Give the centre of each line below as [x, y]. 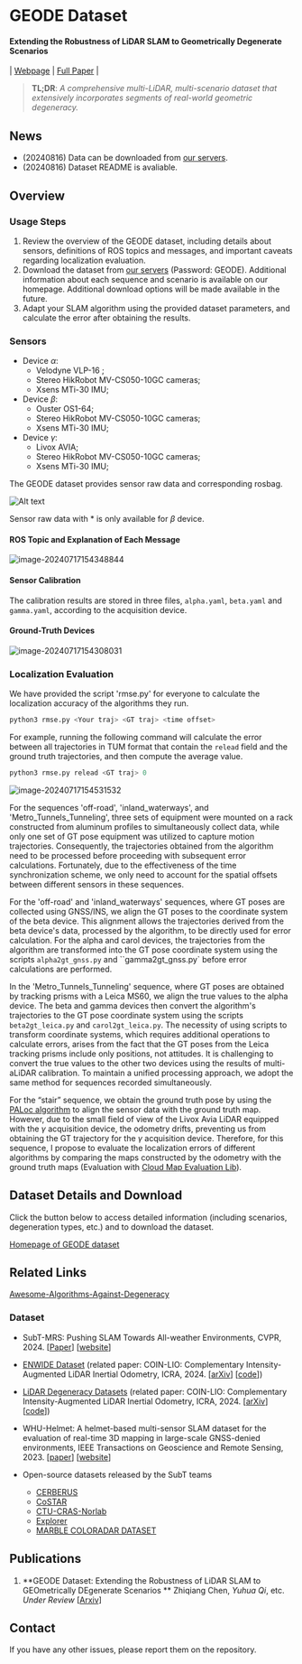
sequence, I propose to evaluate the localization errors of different [132, 1148]
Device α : [40, 361]
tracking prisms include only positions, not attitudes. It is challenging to [142, 1054]
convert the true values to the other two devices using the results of [135, 1063]
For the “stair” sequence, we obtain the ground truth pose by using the [141, 1100]
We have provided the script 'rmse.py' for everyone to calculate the [135, 694]
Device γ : [40, 438]
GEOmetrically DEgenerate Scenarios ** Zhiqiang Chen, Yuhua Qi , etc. [154, 1590]
